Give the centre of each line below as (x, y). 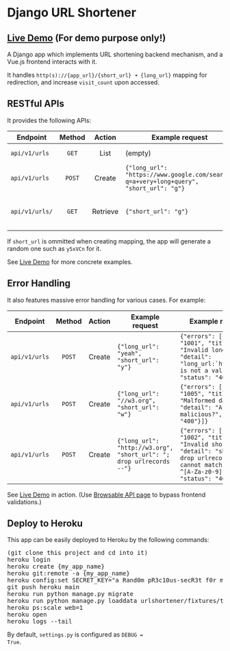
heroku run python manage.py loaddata (72, 601)
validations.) (25, 501)
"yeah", (130, 353)
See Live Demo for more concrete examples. (70, 261)
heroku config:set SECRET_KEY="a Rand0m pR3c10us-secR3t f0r (112, 580)
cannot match (201, 465)
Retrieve (105, 211)
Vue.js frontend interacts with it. (52, 62)
